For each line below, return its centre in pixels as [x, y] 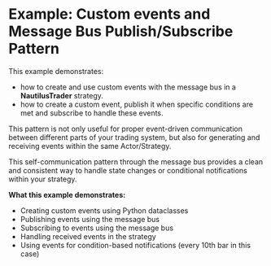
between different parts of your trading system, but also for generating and [134, 137]
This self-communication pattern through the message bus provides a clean [136, 161]
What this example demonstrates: [67, 194]
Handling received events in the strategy [88, 236]
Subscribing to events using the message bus [96, 228]
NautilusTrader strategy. [62, 95]
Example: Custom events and [109, 14]
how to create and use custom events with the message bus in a [128, 87]
